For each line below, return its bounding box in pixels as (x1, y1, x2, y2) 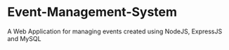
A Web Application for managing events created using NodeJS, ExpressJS (7, 27, 223, 35)
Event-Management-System (7, 4, 178, 20)
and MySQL (7, 34, 41, 42)
